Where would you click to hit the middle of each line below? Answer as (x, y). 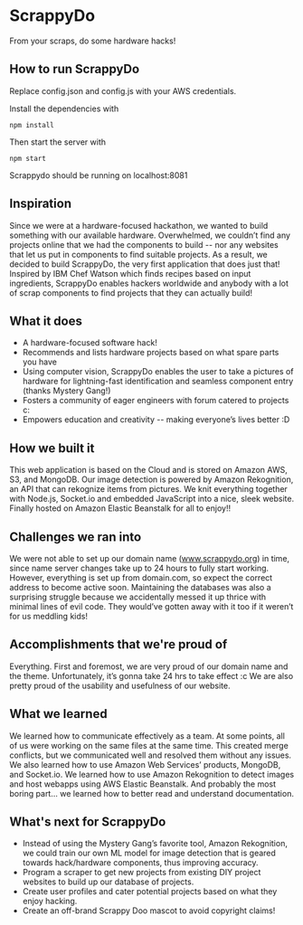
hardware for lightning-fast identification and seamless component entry (158, 382)
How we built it (52, 448)
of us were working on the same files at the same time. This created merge (149, 745)
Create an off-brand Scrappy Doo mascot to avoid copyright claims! (149, 911)
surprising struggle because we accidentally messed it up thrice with (138, 597)
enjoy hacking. (50, 901)
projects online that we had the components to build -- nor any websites (144, 244)
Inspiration (41, 204)
